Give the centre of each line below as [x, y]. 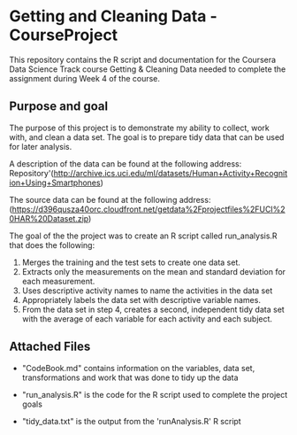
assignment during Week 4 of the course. [85, 78]
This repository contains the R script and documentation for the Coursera [143, 59]
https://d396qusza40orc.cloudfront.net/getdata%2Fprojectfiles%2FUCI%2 [148, 209]
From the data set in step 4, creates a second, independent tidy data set [153, 309]
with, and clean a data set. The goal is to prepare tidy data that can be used [147, 137]
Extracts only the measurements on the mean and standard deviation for [153, 271]
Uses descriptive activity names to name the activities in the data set [147, 291]
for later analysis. [41, 146]
